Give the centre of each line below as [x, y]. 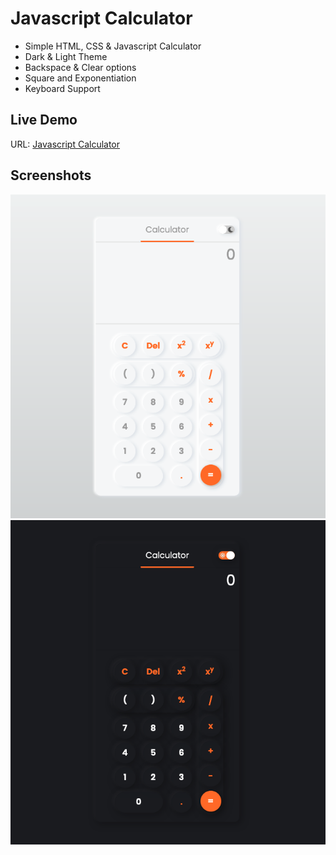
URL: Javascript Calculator [65, 144]
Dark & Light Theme [66, 56]
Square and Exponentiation [80, 78]
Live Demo [44, 120]
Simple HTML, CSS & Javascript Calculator [113, 46]
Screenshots [51, 175]
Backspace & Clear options [80, 67]
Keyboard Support [62, 88]
